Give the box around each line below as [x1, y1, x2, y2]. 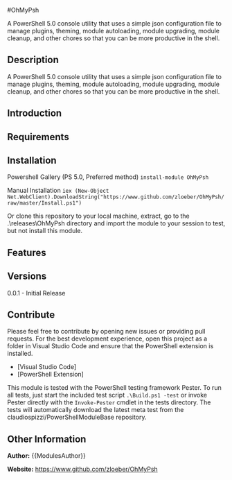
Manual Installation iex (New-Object [7, 187, 109, 195]
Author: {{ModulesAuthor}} [7, 452, 87, 460]
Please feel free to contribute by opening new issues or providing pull [7, 327, 206, 336]
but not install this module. [7, 227, 83, 235]
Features [7, 246, 46, 259]
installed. [7, 350, 33, 358]
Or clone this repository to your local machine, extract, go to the [7, 212, 190, 221]
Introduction [7, 108, 62, 119]
